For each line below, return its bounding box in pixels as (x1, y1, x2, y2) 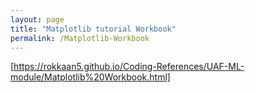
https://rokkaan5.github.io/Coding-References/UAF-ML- (13, 61, 245, 73)
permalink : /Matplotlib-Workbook (10, 33, 150, 43)
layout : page (10, 14, 65, 25)
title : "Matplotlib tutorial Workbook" (10, 24, 177, 34)
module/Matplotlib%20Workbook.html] (10, 71, 171, 83)
